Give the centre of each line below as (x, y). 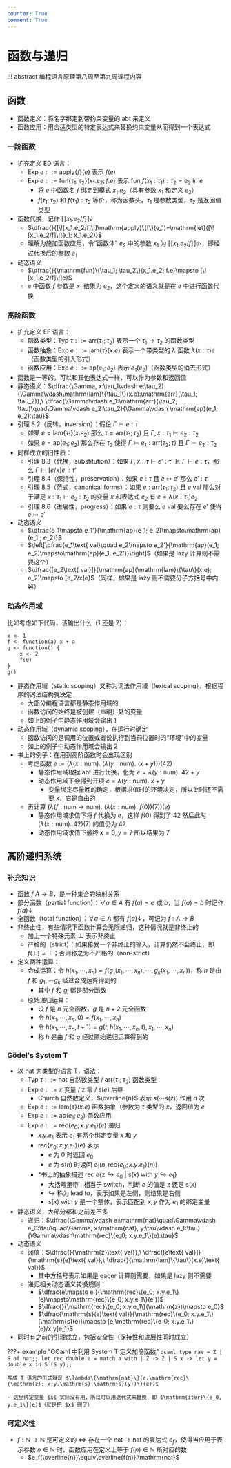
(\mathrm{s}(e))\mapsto (72, 1321)
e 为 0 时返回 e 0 (71, 1156)
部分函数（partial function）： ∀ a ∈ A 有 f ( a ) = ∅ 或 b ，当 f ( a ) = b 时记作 (120, 903)
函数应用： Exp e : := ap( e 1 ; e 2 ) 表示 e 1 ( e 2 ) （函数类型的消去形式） (121, 369)
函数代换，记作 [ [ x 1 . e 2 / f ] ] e (55, 219)
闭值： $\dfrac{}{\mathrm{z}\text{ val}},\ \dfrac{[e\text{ (106, 1252)
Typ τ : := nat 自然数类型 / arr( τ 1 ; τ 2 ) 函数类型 (92, 1080)
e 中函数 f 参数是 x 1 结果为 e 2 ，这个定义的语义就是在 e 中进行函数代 (123, 287)
